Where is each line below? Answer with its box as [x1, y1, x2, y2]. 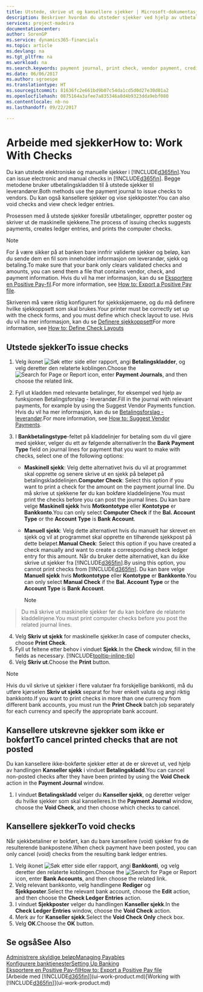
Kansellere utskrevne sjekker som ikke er [6, 725, 165, 735]
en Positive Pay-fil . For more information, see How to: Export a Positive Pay [6, 280, 192, 288]
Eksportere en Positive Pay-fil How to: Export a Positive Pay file [6, 966, 162, 973]
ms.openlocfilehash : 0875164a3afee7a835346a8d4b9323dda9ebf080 [6, 93, 169, 99]
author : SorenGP [6, 31, 47, 37]
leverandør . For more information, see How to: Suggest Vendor [14, 415, 170, 422]
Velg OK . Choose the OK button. [14, 919, 95, 927]
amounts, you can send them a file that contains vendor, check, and [6, 268, 175, 275]
